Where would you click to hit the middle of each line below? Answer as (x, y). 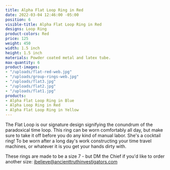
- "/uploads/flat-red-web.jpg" (39, 72)
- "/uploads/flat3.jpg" (31, 81)
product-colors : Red (27, 34)
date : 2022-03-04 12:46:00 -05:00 (42, 15)
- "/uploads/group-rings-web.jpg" (42, 77)
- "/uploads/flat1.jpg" (31, 91)
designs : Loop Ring (26, 29)
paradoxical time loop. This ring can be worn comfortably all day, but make (84, 130)
